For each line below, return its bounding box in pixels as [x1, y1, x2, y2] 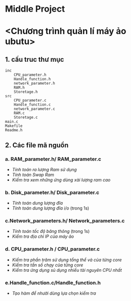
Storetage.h [14, 89, 38, 94]
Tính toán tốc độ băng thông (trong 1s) [12, 229, 90, 234]
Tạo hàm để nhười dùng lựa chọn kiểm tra [12, 290, 96, 296]
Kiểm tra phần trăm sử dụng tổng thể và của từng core [12, 257, 122, 263]
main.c [5, 119, 18, 124]
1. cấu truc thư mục [5, 55, 65, 64]
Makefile [5, 124, 23, 128]
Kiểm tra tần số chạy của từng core [12, 262, 83, 268]
